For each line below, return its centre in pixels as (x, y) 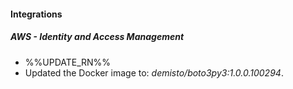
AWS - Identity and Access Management (97, 37)
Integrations (36, 14)
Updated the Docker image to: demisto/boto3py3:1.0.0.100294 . (154, 72)
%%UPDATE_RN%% (68, 62)
